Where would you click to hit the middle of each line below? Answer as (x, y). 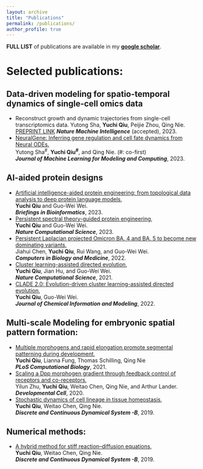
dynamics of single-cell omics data (75, 103)
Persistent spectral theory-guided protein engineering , (84, 219)
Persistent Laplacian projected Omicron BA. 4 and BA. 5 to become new (106, 238)
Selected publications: (65, 72)
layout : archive (27, 12)
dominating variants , (41, 245)
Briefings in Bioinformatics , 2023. (59, 212)
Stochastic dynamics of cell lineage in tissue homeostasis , (89, 399)
